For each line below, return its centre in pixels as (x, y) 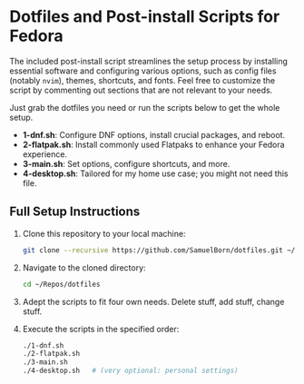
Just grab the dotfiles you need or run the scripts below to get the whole (145, 107)
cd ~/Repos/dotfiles (61, 284)
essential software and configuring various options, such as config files (143, 71)
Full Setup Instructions (75, 212)
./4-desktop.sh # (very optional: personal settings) (130, 371)
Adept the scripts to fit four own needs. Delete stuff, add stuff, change (153, 301)
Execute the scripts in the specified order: (101, 329)
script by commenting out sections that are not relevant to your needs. (141, 90)
